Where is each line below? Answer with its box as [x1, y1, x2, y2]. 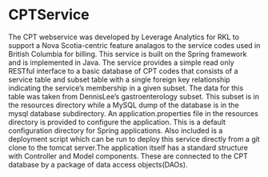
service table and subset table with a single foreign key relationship [8, 74, 230, 84]
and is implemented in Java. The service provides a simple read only [8, 58, 234, 67]
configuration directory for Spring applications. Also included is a [8, 126, 223, 135]
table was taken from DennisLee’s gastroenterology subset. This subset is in [8, 91, 260, 101]
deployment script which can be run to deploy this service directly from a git [8, 134, 260, 143]
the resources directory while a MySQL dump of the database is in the [8, 100, 240, 110]
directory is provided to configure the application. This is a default [8, 117, 226, 127]
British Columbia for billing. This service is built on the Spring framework [8, 49, 247, 58]
